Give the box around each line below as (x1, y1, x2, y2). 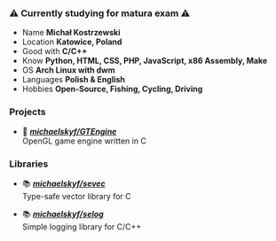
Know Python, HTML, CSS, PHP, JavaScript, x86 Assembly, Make (21, 56, 268, 66)
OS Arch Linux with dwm (21, 65, 115, 75)
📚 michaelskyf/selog (21, 208, 104, 219)
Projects (9, 105, 46, 118)
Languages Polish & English (21, 74, 126, 85)
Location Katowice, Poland (21, 36, 122, 47)
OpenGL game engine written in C (21, 136, 146, 146)
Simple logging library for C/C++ (21, 221, 142, 232)
